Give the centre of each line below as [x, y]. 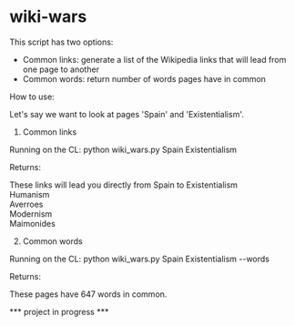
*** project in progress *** [59, 311]
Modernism [31, 214]
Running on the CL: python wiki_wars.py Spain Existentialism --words [140, 259]
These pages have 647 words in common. [88, 294]
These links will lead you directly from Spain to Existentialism [124, 185]
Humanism [30, 194]
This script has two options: [61, 42]
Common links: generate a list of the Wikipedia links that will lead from [154, 59]
